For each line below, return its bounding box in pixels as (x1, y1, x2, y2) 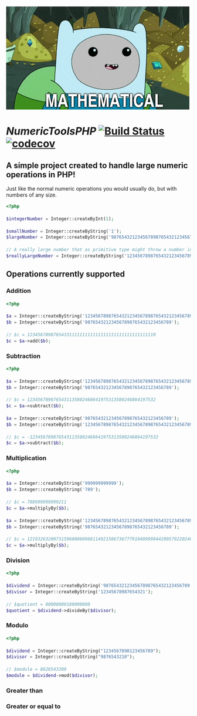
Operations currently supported (6, 269, 125, 279)
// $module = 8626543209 (6, 667, 67, 673)
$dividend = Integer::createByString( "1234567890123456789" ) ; (6, 648, 161, 654)
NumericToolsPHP (6, 124, 97, 138)
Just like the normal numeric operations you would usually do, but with (6, 185, 177, 192)
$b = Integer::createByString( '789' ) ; (6, 487, 101, 493)
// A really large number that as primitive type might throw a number (6, 247, 185, 253)
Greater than (6, 686, 43, 694)
